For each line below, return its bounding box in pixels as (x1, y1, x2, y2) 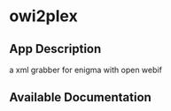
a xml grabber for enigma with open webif (9, 64, 162, 75)
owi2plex (9, 6, 78, 26)
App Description (9, 41, 102, 56)
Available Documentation (9, 90, 152, 105)
